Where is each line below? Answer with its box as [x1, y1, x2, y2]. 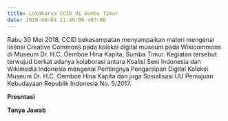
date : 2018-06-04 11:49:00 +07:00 [7, 16, 107, 23]
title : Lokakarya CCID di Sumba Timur [7, 10, 118, 17]
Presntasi [7, 92, 36, 100]
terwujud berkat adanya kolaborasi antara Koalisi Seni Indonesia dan [7, 57, 201, 65]
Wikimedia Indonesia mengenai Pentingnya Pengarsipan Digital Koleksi [7, 65, 209, 73]
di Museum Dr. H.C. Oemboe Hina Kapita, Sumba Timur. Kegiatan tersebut [7, 49, 217, 58]
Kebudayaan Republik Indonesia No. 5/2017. [7, 79, 132, 87]
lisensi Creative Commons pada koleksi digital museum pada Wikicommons [7, 43, 222, 51]
